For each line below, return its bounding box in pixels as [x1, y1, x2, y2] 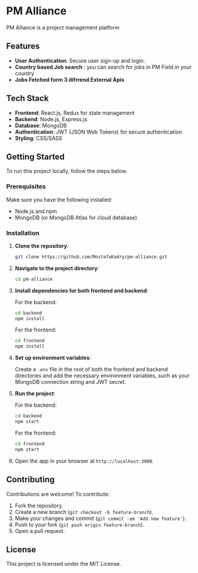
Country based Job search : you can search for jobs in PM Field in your [14, 63, 192, 70]
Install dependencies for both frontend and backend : [14, 287, 148, 294]
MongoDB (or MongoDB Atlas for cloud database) [14, 213, 137, 221]
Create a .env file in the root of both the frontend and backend [14, 366, 168, 373]
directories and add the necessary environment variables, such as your [14, 372, 190, 379]
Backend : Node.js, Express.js [14, 115, 88, 123]
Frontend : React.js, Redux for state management [14, 109, 135, 116]
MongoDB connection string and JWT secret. [14, 379, 126, 386]
